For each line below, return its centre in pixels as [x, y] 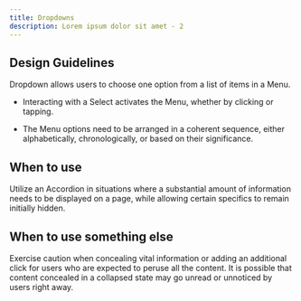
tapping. [38, 112]
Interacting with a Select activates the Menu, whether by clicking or [148, 102]
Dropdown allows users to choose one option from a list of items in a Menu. [150, 85]
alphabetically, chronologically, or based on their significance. [138, 139]
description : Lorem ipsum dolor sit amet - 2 [96, 26]
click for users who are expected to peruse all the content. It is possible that [150, 268]
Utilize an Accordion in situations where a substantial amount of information [150, 189]
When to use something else [91, 236]
